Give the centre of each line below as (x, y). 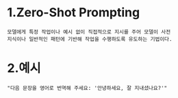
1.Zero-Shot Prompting (74, 13)
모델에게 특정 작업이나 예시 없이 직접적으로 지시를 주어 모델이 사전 (89, 32)
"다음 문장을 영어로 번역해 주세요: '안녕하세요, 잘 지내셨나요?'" (87, 88)
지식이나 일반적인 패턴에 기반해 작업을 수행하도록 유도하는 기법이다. (90, 39)
